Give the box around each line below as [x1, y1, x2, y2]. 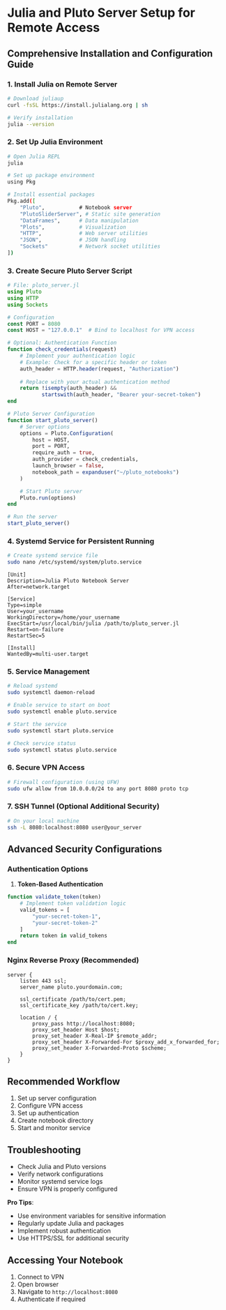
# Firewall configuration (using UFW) [7, 778, 120, 785]
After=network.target [7, 584, 70, 591]
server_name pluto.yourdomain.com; [20, 984, 123, 991]
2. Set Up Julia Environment [7, 137, 103, 147]
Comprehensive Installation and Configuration [7, 47, 213, 59]
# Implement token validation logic [20, 900, 127, 908]
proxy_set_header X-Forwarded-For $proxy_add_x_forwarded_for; [32, 1038, 220, 1046]
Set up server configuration [17, 1094, 97, 1103]
